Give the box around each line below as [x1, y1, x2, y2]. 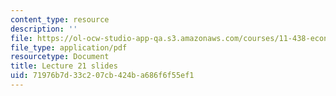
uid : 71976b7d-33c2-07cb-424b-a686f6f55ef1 [10, 71, 195, 81]
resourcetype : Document [10, 52, 110, 62]
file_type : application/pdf [10, 42, 128, 53]
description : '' [10, 24, 78, 34]
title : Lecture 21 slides [10, 61, 118, 71]
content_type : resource [10, 14, 110, 25]
